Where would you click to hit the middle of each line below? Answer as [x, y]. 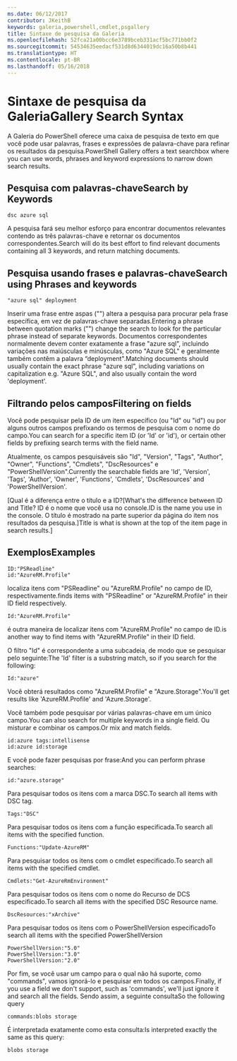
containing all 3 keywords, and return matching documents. [94, 251]
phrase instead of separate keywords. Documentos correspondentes [108, 336]
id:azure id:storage [38, 747]
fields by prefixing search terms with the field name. [83, 443]
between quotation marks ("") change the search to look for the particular [114, 328]
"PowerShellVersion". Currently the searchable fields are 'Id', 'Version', [109, 472]
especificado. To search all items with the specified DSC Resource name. [113, 901]
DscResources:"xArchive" [44, 914]
